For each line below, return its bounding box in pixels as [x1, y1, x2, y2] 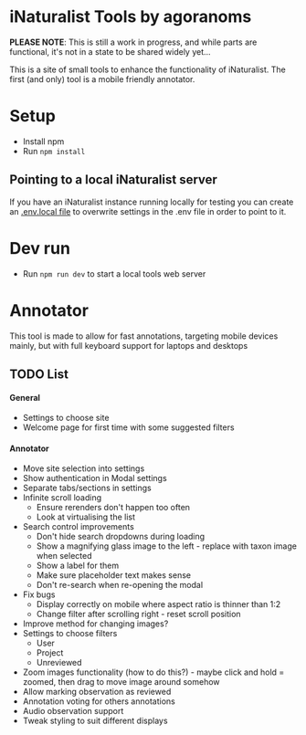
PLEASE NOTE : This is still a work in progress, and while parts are [9, 37, 258, 47]
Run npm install [22, 145, 86, 156]
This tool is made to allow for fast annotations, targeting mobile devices [9, 331, 279, 341]
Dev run [9, 237, 71, 258]
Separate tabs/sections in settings [22, 482, 153, 494]
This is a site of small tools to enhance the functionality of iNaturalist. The [9, 64, 286, 75]
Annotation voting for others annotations [22, 696, 175, 707]
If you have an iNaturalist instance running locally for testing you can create [9, 196, 294, 207]
